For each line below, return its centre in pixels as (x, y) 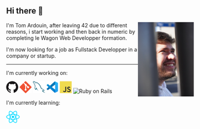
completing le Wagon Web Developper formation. (67, 38)
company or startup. (31, 56)
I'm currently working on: (37, 73)
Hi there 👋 (25, 11)
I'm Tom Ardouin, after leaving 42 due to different (67, 25)
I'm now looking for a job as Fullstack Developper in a (72, 49)
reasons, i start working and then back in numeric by (71, 32)
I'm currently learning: (33, 102)
